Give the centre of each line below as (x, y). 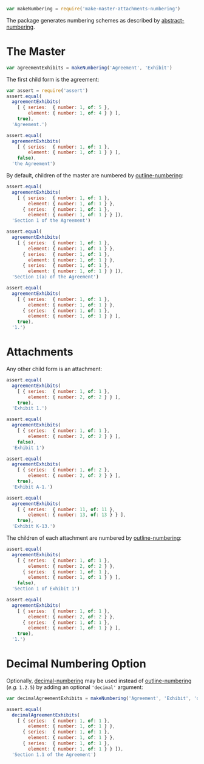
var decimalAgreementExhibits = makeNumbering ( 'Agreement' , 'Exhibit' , (99, 698)
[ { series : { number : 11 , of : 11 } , (66, 509)
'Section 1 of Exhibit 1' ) (46, 589)
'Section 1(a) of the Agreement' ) (55, 277)
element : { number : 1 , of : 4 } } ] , (74, 113)
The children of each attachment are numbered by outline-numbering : (94, 538)
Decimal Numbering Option (76, 664)
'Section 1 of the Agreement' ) (51, 221)
